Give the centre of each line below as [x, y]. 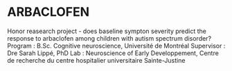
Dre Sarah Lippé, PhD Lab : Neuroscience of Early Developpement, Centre [113, 53]
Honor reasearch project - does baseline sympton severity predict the [107, 31]
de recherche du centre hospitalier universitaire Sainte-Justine [96, 60]
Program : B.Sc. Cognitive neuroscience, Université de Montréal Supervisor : [116, 45]
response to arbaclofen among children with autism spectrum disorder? [109, 38]
